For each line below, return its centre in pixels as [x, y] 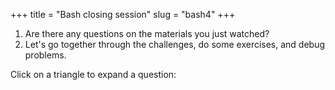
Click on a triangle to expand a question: [93, 74]
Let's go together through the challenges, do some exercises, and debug [175, 44]
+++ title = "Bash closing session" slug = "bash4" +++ [123, 14]
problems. [45, 55]
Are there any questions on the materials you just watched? [147, 33]
